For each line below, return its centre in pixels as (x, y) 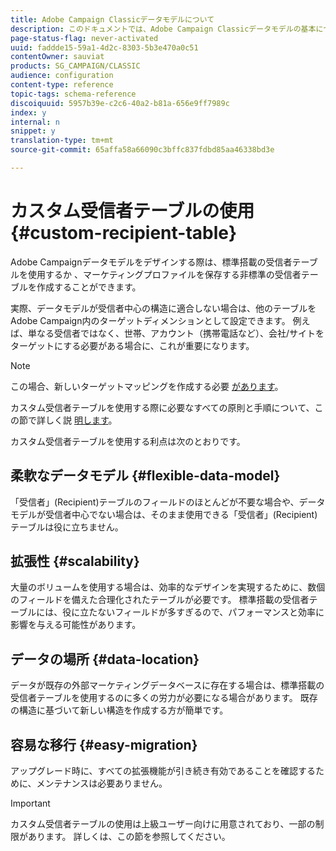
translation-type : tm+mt (62, 141)
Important (30, 803)
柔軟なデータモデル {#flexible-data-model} (145, 476)
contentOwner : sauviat (57, 57)
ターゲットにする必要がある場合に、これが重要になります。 (132, 345)
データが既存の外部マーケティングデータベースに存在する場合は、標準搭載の (167, 685)
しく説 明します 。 (81, 420)
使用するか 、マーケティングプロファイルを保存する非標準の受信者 (164, 274)
